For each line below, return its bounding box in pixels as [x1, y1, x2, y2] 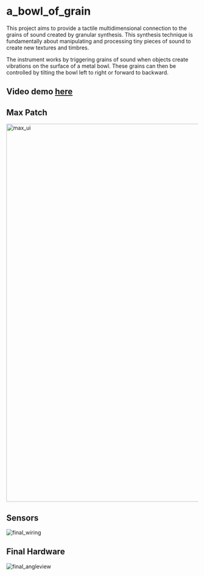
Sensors [6, 512, 39, 523]
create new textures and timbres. [6, 44, 90, 51]
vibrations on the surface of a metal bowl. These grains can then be [6, 62, 177, 70]
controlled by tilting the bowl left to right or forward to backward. [6, 68, 169, 76]
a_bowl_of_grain [6, 4, 91, 18]
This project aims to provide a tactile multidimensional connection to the [6, 24, 188, 32]
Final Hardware [6, 547, 65, 557]
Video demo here [6, 87, 73, 97]
